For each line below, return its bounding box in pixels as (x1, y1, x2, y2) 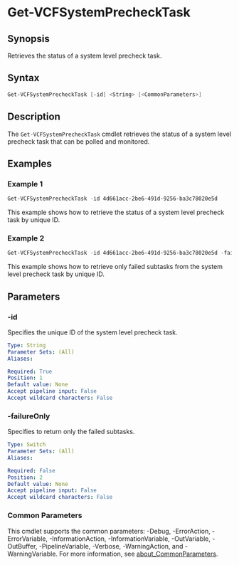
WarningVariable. (7, 549, 58, 558)
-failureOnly (7, 411, 51, 421)
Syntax (7, 72, 40, 84)
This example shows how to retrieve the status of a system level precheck (7, 208, 225, 217)
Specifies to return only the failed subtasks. (7, 428, 135, 436)
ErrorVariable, (7, 534, 48, 543)
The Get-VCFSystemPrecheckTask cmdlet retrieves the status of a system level (7, 130, 232, 138)
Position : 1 (7, 374, 43, 381)
